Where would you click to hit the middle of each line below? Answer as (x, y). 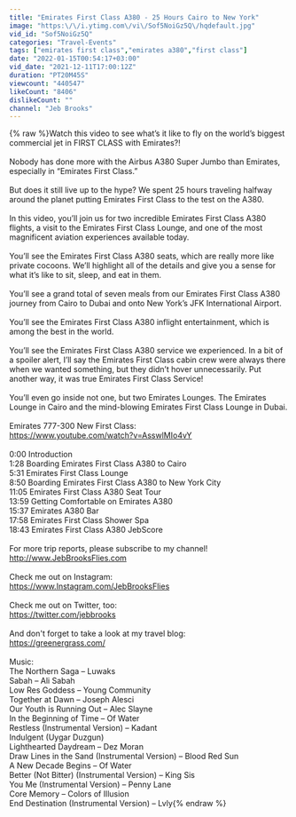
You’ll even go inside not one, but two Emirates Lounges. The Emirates (138, 398)
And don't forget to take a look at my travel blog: (97, 634)
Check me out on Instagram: (61, 577)
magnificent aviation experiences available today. (99, 237)
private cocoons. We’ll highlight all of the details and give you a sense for (143, 266)
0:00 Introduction (41, 455)
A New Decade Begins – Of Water (70, 765)
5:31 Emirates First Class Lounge (69, 473)
